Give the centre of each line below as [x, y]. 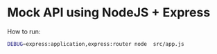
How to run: [24, 31]
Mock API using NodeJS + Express [109, 13]
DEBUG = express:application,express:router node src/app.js [96, 44]
